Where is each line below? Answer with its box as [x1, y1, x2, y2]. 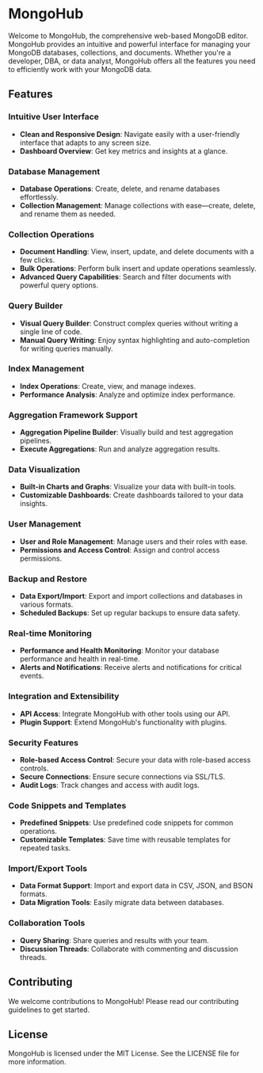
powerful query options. [19, 280, 99, 290]
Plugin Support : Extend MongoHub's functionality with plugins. [19, 717, 227, 727]
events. [19, 671, 44, 681]
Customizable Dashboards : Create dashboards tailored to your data [19, 490, 244, 500]
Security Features [8, 737, 79, 748]
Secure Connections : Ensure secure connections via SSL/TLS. [19, 771, 226, 781]
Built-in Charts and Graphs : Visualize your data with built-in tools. [19, 482, 236, 492]
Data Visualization [8, 464, 81, 475]
